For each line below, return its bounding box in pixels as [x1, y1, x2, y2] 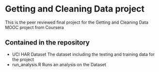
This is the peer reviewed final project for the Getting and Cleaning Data [5, 19, 149, 25]
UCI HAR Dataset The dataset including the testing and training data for [12, 51, 155, 57]
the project [12, 57, 34, 62]
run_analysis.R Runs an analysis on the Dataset [12, 61, 107, 67]
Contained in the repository [5, 39, 90, 47]
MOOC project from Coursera [5, 24, 64, 30]
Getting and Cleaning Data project [5, 3, 144, 14]
